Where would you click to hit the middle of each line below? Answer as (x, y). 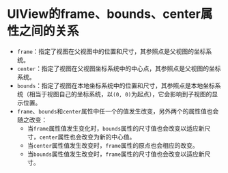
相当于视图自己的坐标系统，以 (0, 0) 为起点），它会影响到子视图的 (120, 94)
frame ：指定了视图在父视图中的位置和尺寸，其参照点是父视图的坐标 (111, 51)
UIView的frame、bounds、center (104, 14)
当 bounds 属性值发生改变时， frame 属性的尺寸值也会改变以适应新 (116, 154)
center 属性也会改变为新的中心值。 (87, 137)
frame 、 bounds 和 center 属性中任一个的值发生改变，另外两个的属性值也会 (118, 111)
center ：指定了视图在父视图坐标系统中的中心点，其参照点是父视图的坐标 (119, 68)
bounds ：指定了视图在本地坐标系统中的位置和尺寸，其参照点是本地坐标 (116, 85)
